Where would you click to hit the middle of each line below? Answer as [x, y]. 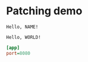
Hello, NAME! [22, 27]
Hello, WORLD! [24, 37]
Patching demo [44, 11]
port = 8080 [18, 53]
